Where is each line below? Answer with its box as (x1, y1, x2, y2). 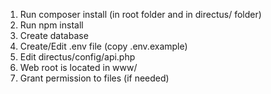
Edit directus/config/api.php (19, 51, 136, 63)
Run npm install (19, 19, 84, 31)
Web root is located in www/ (19, 62, 138, 73)
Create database (19, 30, 89, 41)
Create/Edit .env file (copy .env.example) (19, 40, 188, 52)
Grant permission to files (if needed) (19, 72, 170, 84)
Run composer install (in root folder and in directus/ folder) (19, 9, 262, 20)
